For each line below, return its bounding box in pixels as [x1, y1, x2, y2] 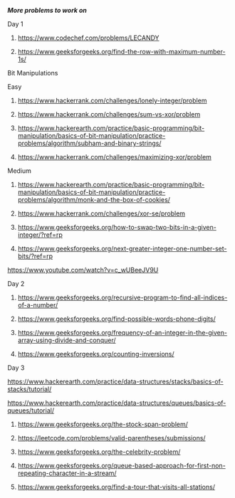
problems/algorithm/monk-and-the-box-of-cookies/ [17, 196, 171, 203]
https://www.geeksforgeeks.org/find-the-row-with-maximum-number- [17, 48, 226, 55]
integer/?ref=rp [17, 231, 63, 239]
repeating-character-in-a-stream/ [17, 469, 117, 477]
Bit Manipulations [7, 69, 58, 77]
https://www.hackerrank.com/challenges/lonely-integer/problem [17, 96, 207, 105]
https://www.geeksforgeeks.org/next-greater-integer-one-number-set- [17, 245, 227, 253]
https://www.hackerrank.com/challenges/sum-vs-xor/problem [17, 110, 201, 118]
